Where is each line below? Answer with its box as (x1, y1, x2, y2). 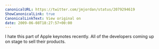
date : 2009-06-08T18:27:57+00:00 (5, 20, 72, 25)
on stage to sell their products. (5, 39, 66, 45)
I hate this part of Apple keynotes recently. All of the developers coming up (5, 34, 154, 39)
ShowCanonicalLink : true (5, 12, 55, 16)
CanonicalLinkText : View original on (5, 16, 81, 21)
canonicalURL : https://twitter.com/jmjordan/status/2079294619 (5, 7, 135, 12)
